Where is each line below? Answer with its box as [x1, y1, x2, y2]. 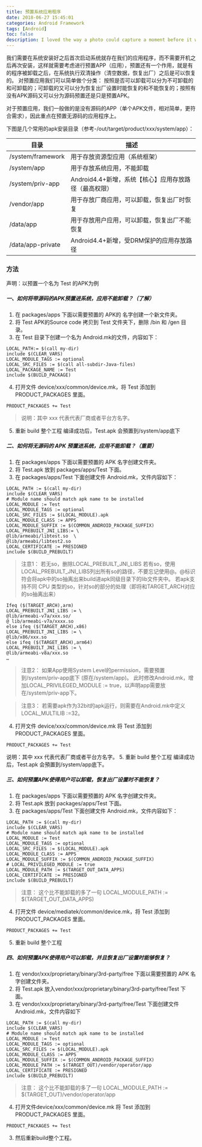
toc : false [6, 31, 34, 37]
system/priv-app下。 [28, 689, 80, 697]
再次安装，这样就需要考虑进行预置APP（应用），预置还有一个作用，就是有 [11, 62, 194, 69]
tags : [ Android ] [6, 25, 47, 32]
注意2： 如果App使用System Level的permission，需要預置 [20, 667, 165, 674]
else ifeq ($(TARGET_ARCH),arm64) [6, 640, 93, 646]
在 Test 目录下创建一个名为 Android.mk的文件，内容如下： [14, 334, 159, 341]
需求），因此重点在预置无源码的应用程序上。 [11, 112, 120, 119]
